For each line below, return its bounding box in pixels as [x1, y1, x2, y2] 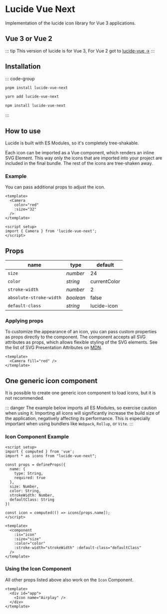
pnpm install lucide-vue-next [5, 85, 68, 90]
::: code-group [5, 75, 35, 81]
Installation [5, 62, 41, 71]
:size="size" [14, 536, 41, 542]
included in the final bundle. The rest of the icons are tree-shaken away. [5, 160, 153, 166]
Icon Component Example [5, 433, 69, 440]
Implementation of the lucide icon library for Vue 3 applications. [5, 20, 136, 26]
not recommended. [5, 395, 45, 401]
